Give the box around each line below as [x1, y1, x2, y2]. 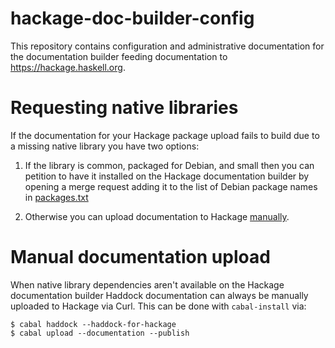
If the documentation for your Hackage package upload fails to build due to [10, 129, 320, 141]
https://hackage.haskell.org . [10, 61, 126, 73]
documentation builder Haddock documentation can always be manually [10, 289, 309, 301]
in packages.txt [24, 191, 89, 203]
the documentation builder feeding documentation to [10, 50, 228, 62]
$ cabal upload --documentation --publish [10, 328, 190, 338]
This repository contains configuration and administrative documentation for [10, 40, 325, 52]
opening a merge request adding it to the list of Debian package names [24, 180, 318, 192]
